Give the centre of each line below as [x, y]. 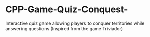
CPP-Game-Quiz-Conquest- [67, 9]
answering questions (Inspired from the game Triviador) [64, 28]
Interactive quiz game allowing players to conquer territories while [75, 23]
